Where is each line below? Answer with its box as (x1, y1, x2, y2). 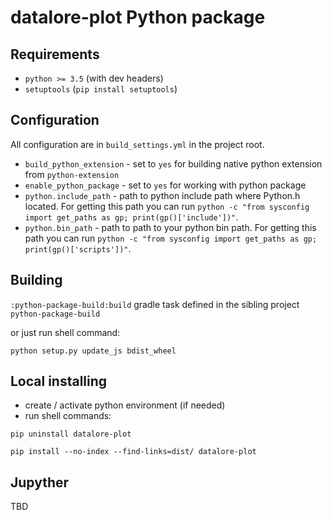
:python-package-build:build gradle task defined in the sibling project (10, 298, 300, 310)
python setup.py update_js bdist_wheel (10, 346, 177, 356)
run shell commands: (24, 410, 112, 422)
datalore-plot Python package (10, 6, 266, 29)
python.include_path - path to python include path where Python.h (24, 189, 301, 201)
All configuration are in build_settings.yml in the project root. (10, 138, 265, 150)
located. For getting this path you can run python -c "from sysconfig (24, 200, 310, 212)
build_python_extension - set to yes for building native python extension (24, 157, 323, 170)
